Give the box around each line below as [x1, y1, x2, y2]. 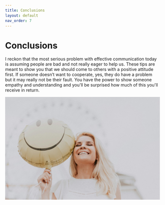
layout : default [5, 13, 38, 18]
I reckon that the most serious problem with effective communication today [5, 56, 157, 62]
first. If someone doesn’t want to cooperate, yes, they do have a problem [5, 71, 153, 78]
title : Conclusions [5, 8, 45, 13]
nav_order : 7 [5, 18, 32, 23]
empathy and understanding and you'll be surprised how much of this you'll [5, 82, 158, 88]
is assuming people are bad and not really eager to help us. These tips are [5, 61, 155, 67]
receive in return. [5, 87, 40, 93]
